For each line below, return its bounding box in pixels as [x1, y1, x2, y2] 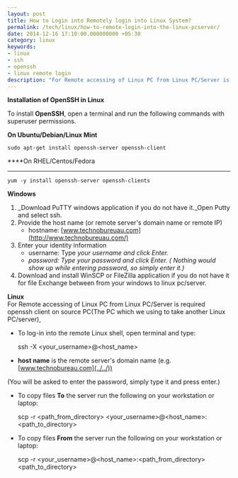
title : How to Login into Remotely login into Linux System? [7, 17, 192, 24]
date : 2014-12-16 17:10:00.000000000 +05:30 [7, 30, 141, 38]
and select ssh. [17, 211, 62, 220]
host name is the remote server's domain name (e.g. [17, 356, 171, 365]
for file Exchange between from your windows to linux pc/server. [17, 279, 207, 287]
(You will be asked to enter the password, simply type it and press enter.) [7, 377, 221, 387]
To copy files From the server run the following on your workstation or [17, 434, 223, 443]
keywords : [7, 43, 37, 50]
